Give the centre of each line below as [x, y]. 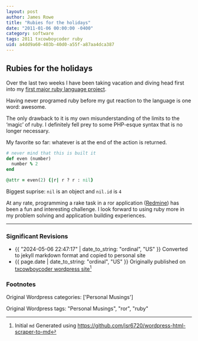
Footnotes [21, 284]
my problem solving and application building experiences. [76, 216]
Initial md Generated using [45, 326]
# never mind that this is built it [51, 153]
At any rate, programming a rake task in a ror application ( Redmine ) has [93, 203]
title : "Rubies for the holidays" [49, 22]
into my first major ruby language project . [56, 89]
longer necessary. [28, 131]
